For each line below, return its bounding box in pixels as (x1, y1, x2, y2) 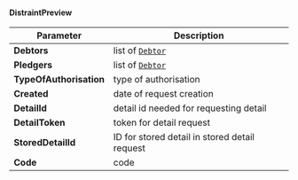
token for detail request (113, 116, 211, 129)
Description (173, 29, 224, 42)
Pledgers (13, 59, 53, 71)
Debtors (13, 44, 49, 57)
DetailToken (13, 116, 66, 129)
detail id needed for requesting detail (113, 102, 267, 114)
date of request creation (113, 88, 215, 100)
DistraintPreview (9, 7, 73, 18)
